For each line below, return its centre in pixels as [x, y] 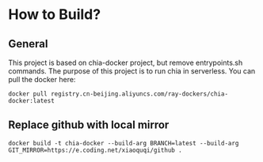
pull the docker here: [42, 79]
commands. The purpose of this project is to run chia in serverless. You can [132, 71]
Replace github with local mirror [89, 125]
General [29, 44]
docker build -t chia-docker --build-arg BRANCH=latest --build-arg [124, 143]
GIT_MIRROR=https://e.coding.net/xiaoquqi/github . [95, 150]
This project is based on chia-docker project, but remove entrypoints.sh [126, 62]
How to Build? [55, 15]
